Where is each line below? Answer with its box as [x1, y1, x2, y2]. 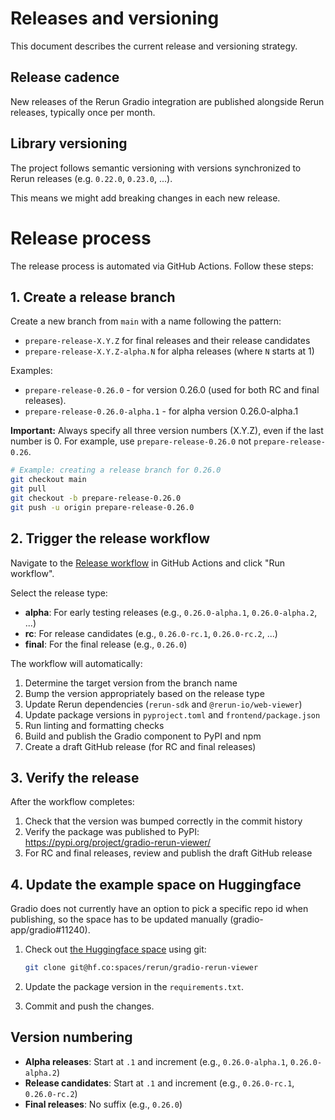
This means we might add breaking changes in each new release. [10, 192, 281, 204]
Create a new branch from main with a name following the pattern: [10, 315, 282, 327]
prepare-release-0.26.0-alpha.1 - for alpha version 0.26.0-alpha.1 [24, 405, 299, 417]
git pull [10, 484, 47, 494]
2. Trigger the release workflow [10, 530, 210, 547]
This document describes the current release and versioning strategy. [10, 40, 298, 52]
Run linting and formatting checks [24, 719, 165, 731]
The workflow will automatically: [10, 657, 143, 669]
